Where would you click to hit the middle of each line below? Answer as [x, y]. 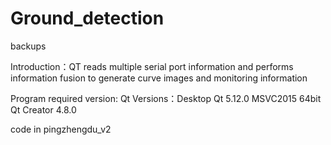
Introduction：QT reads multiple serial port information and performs [152, 66]
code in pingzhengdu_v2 [61, 129]
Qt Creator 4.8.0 [43, 109]
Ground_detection [87, 18]
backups [28, 46]
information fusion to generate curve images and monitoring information [159, 78]
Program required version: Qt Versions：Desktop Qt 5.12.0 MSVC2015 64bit [166, 98]
